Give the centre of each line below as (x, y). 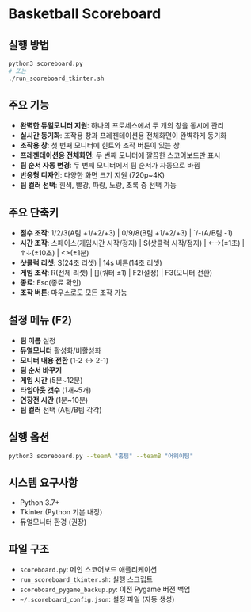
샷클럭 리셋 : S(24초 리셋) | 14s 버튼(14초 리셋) (91, 263)
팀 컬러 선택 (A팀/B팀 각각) (61, 410)
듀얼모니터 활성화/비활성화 (60, 350)
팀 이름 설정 (38, 341)
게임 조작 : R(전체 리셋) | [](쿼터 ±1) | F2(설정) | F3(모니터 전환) (116, 273)
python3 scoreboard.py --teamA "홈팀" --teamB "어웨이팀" (101, 456)
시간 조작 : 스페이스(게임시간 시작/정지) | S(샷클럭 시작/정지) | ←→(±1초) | (132, 243)
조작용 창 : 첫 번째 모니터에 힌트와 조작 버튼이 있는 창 (100, 145)
